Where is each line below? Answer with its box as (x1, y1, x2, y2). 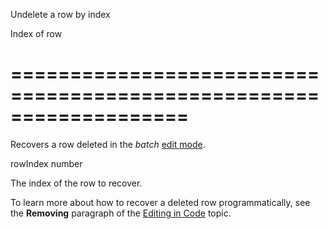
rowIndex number (10, 157, 83, 169)
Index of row (10, 28, 63, 39)
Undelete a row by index (10, 9, 111, 20)
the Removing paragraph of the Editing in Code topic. (10, 207, 232, 219)
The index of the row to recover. (10, 177, 143, 189)
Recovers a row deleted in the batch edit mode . (10, 138, 206, 150)
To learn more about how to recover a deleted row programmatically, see (10, 196, 311, 208)
